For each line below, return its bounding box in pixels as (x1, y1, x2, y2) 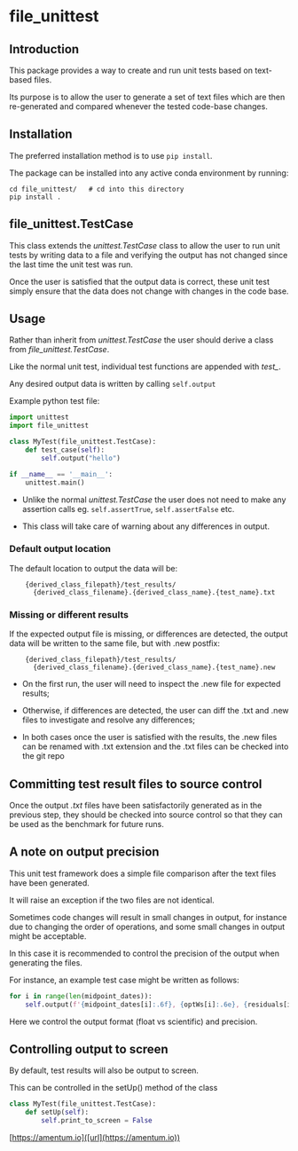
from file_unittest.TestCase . (9, 344, 110, 355)
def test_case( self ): (25, 445, 105, 454)
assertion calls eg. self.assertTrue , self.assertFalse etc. (21, 503, 235, 514)
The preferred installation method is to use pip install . (9, 150, 213, 161)
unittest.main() (25, 477, 86, 487)
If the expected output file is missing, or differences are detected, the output (9, 628, 288, 640)
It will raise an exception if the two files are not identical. (9, 895, 215, 905)
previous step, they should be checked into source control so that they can (9, 809, 283, 820)
